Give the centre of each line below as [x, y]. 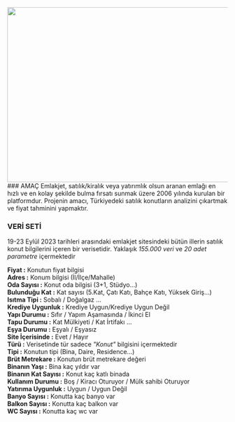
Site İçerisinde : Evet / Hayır [48, 337]
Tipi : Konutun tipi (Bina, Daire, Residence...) [71, 352]
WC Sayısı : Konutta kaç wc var [53, 412]
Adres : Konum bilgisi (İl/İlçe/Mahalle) [61, 277]
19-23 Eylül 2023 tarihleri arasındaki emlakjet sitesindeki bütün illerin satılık [115, 241]
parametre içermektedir [41, 256]
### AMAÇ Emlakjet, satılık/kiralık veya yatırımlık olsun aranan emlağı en [112, 186]
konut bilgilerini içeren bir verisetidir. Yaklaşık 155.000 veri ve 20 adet [107, 249]
